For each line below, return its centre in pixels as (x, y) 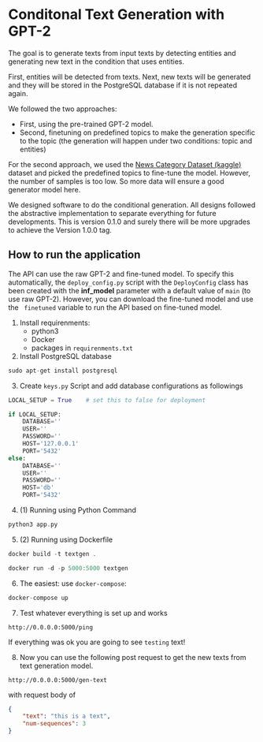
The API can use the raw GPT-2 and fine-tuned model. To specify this (121, 274)
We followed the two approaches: (63, 109)
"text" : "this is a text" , (67, 716)
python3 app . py (33, 524)
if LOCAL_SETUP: (35, 414)
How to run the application (74, 255)
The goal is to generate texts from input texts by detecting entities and (122, 53)
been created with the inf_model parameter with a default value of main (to (130, 290)
